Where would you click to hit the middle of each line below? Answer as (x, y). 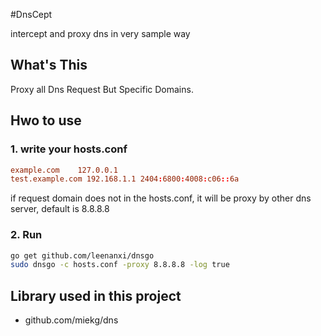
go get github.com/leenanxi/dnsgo (82, 255)
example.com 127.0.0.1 (64, 170)
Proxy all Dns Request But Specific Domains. (102, 89)
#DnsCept (31, 14)
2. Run (26, 235)
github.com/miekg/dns (71, 320)
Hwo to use (46, 120)
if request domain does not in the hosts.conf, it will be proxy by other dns (161, 198)
